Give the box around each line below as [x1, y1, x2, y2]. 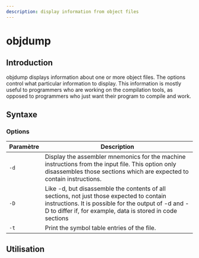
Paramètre [9, 143, 40, 151]
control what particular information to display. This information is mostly [6, 79, 182, 87]
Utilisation [6, 244, 45, 254]
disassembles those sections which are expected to [44, 167, 189, 176]
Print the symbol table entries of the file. [44, 224, 156, 232]
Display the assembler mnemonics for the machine [44, 152, 186, 161]
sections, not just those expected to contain [44, 192, 167, 200]
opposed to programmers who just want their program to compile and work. [6, 93, 191, 100]
